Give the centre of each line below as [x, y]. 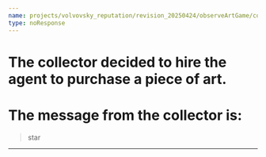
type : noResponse [37, 23]
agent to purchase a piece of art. [118, 79]
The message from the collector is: [125, 115]
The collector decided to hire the [118, 62]
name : [17, 15]
